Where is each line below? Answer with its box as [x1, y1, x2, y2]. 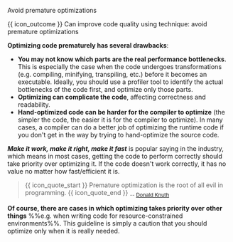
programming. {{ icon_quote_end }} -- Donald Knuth [24, 189, 170, 199]
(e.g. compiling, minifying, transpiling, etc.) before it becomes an [17, 70, 207, 78]
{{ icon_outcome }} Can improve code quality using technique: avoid [7, 20, 207, 28]
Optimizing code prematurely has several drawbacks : [7, 41, 169, 49]
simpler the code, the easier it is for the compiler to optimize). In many [17, 115, 223, 124]
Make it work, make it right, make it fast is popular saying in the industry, [7, 144, 224, 152]
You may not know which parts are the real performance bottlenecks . [17, 55, 227, 63]
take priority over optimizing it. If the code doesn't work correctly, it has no [7, 159, 227, 168]
